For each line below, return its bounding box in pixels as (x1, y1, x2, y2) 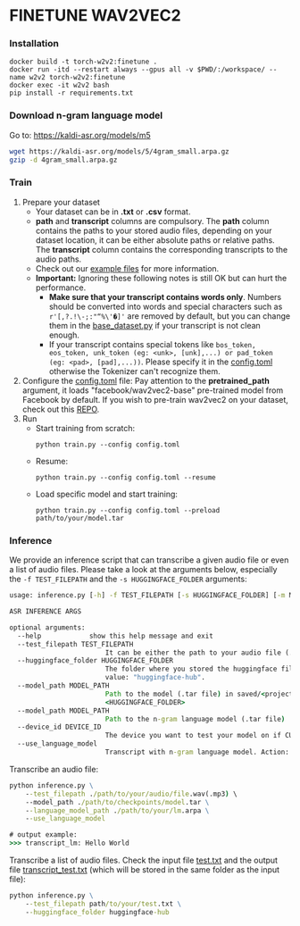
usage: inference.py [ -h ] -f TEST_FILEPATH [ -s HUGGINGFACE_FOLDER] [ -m (9, 591, 286, 600)
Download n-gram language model (9, 109, 163, 121)
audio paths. (35, 254, 82, 264)
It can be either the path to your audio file (104, 648, 281, 657)
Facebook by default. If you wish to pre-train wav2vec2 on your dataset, (21, 394, 288, 405)
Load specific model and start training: (35, 488, 179, 499)
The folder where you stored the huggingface (104, 664, 278, 674)
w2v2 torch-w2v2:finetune (29, 73, 126, 82)
